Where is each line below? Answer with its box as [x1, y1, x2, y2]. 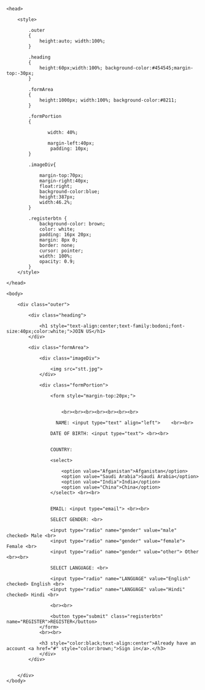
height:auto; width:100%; [39, 38, 106, 44]
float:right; [39, 183, 72, 189]
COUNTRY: [50, 447, 72, 453]
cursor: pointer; [39, 248, 84, 254]
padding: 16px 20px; [39, 232, 92, 238]
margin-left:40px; [47, 140, 95, 146]
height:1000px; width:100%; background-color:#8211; [39, 97, 177, 103]
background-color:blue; [39, 189, 100, 195]
